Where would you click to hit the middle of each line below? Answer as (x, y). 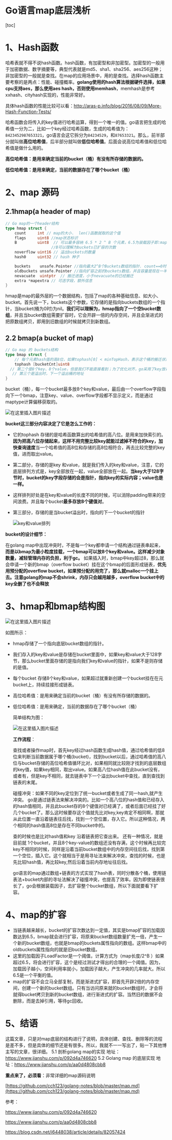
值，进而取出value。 (34, 454)
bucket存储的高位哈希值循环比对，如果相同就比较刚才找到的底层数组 (94, 763)
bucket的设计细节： (26, 534)
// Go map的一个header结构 (32, 223)
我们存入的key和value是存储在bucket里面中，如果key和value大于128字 (87, 655)
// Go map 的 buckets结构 (32, 350)
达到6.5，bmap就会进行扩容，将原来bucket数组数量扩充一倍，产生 (88, 937)
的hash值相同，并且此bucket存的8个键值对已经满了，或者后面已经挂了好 (89, 806)
